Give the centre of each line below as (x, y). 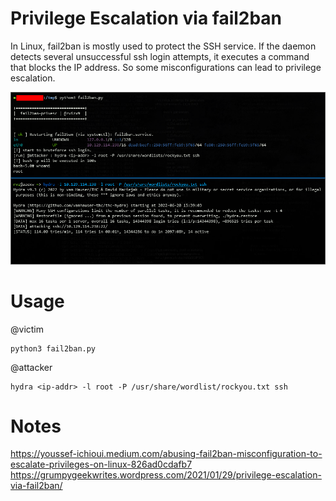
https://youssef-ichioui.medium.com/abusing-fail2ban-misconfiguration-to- (166, 454)
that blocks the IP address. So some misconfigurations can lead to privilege (166, 67)
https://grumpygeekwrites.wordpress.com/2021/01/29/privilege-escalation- (166, 475)
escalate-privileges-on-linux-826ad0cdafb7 (101, 464)
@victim (27, 329)
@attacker (31, 367)
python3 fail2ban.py (53, 348)
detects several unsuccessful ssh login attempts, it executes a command (160, 56)
